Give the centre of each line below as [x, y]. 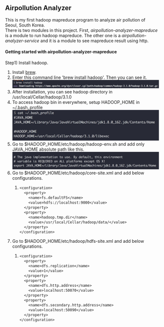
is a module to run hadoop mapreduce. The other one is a [63, 35]
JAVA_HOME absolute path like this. [48, 149]
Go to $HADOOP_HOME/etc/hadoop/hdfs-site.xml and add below [78, 241]
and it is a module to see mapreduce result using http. [94, 41]
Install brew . [24, 72]
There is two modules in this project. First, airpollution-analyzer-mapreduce [81, 30]
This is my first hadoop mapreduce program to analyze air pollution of [75, 20]
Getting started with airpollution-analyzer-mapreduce [61, 52]
